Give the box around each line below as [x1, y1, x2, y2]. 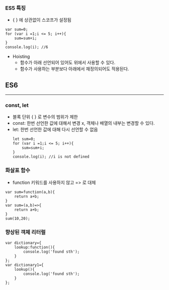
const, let [5, 102, 29, 109]
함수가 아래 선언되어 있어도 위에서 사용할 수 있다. [20, 60, 116, 66]
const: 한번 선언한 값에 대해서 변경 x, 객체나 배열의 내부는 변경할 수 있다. [12, 120, 155, 126]
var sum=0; [5, 27, 28, 32]
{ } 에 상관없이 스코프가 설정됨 [12, 17, 71, 23]
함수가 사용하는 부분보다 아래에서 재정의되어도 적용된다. [20, 66, 129, 72]
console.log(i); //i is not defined [12, 154, 90, 160]
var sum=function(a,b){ [5, 189, 55, 195]
